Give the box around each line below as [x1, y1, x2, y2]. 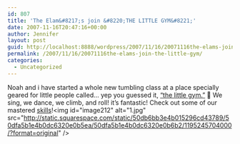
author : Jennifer [7, 30, 59, 38]
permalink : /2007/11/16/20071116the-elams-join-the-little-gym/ [7, 51, 203, 58]
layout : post [7, 37, 46, 44]
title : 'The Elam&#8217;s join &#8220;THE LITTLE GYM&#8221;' [7, 17, 196, 24]
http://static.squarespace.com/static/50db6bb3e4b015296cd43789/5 [24, 113, 230, 122]
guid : [7, 43, 24, 51]
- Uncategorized [14, 63, 62, 71]
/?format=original [7, 128, 59, 137]
